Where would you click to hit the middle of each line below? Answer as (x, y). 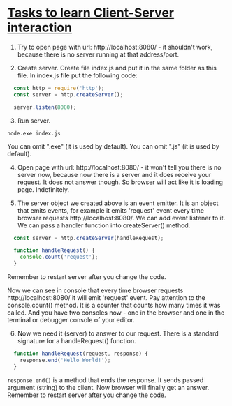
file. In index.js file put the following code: (77, 75)
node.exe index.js (34, 133)
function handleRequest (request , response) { (81, 354)
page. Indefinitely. (43, 189)
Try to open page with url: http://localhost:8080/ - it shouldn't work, (115, 47)
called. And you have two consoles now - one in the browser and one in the (116, 313)
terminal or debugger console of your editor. (71, 320)
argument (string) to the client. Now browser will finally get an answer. (108, 387)
